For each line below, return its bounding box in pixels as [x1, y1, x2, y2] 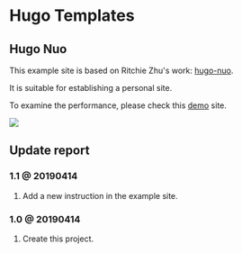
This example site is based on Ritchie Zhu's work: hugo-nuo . [9, 65, 234, 76]
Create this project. [22, 233, 94, 244]
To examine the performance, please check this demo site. [9, 100, 228, 111]
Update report [9, 143, 90, 158]
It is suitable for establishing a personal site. [9, 83, 173, 93]
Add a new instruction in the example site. [22, 190, 178, 201]
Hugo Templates [9, 5, 135, 26]
